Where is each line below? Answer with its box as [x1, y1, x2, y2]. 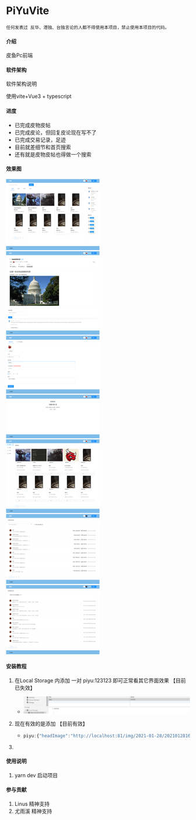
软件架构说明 [6, 80, 37, 87]
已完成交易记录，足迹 [14, 136, 66, 143]
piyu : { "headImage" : [23, 733, 71, 739]
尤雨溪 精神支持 [14, 808, 52, 815]
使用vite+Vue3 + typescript [6, 93, 72, 100]
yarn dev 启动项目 [14, 771, 58, 778]
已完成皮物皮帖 [14, 121, 51, 128]
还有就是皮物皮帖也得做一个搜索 [14, 151, 92, 158]
